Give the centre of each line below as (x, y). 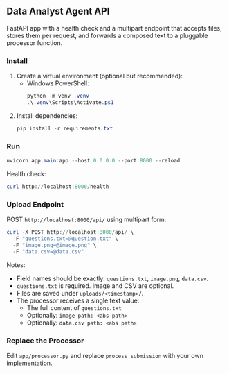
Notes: (16, 265)
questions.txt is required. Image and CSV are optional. (95, 286)
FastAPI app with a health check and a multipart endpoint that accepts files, (114, 28)
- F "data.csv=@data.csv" (48, 252)
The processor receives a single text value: (78, 300)
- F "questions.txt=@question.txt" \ (65, 239)
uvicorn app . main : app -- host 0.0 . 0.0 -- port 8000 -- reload (93, 161)
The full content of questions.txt (74, 307)
